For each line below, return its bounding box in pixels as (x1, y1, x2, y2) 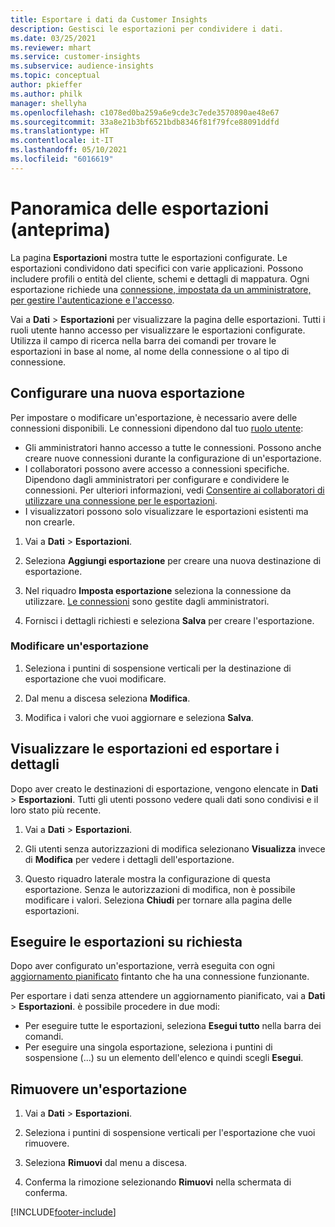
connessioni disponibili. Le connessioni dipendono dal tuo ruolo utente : (10, 422, 304, 434)
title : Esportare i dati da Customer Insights (10, 14, 208, 25)
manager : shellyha (10, 98, 87, 108)
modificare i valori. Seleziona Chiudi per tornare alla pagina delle (24, 894, 293, 906)
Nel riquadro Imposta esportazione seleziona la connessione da (24, 584, 292, 596)
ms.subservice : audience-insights (10, 61, 155, 71)
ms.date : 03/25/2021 (10, 33, 97, 43)
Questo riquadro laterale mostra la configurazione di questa (24, 872, 271, 885)
